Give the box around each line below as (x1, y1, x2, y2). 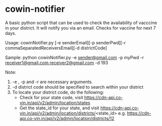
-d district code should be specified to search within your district (12, 84, 144, 90)
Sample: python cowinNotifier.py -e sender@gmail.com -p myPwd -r (5, 54, 144, 60)
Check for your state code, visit (19, 94, 83, 100)
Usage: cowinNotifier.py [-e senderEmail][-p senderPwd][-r (5, 39, 126, 45)
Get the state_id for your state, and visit (19, 105, 100, 111)
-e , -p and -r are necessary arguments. (12, 79, 93, 85)
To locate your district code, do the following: (12, 89, 104, 95)
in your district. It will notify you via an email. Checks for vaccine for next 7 (5, 25, 156, 31)
